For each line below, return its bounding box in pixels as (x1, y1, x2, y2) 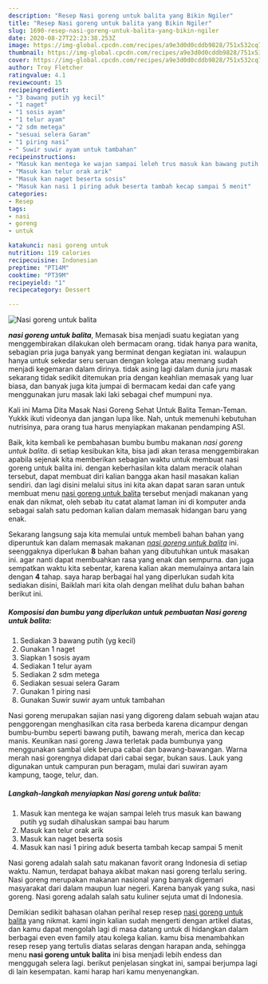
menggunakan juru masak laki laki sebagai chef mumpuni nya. (8, 390, 213, 399)
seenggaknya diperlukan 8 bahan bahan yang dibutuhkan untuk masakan (8, 546, 250, 556)
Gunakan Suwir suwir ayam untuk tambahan (19, 696, 165, 705)
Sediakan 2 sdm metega (19, 670, 100, 680)
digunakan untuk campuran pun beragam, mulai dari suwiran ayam (8, 762, 228, 772)
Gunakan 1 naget (19, 645, 76, 654)
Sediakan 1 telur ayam (19, 661, 93, 671)
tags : (8, 204, 26, 212)
